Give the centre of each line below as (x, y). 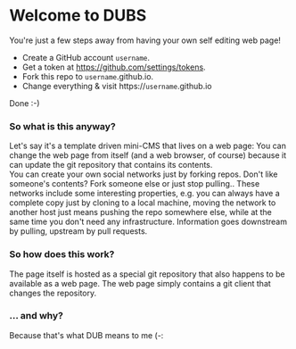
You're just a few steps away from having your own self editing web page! (145, 40)
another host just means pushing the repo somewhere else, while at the (140, 212)
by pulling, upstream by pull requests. (78, 231)
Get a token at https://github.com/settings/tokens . (114, 67)
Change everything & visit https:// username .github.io (117, 86)
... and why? (37, 316)
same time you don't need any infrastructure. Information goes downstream (148, 222)
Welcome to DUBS (78, 16)
